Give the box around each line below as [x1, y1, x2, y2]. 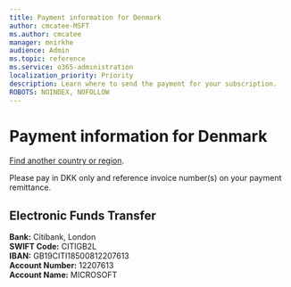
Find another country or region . [9, 155, 125, 166]
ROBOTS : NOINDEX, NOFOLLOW [9, 87, 110, 96]
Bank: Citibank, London [9, 232, 96, 242]
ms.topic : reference [9, 54, 87, 63]
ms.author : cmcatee [9, 29, 82, 38]
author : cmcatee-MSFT [9, 21, 90, 30]
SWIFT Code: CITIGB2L [9, 242, 97, 252]
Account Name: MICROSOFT [9, 269, 118, 281]
